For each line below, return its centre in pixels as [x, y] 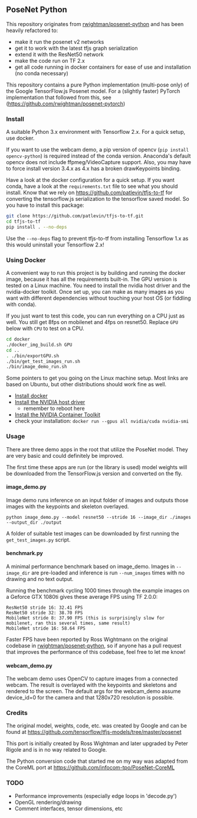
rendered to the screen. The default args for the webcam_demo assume [93, 691]
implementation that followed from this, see [59, 97]
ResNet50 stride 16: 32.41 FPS [45, 607]
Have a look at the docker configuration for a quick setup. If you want [91, 180]
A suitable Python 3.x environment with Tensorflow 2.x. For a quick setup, [96, 132]
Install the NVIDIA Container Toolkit [58, 415]
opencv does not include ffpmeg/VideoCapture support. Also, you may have [99, 162]
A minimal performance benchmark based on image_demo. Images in [91, 566]
